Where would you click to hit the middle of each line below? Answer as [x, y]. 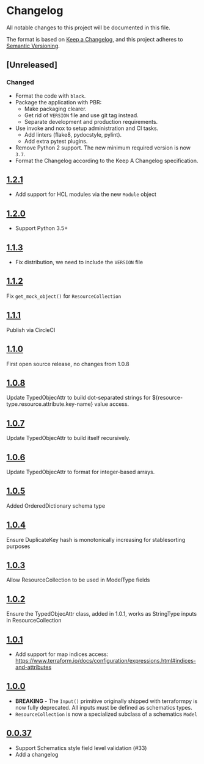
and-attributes [33, 667]
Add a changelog [37, 754]
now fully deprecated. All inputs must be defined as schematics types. [104, 707]
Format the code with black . [50, 96]
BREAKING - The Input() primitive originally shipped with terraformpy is [106, 701]
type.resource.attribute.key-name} [50, 404]
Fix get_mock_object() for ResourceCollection [64, 296]
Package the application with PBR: [58, 102]
